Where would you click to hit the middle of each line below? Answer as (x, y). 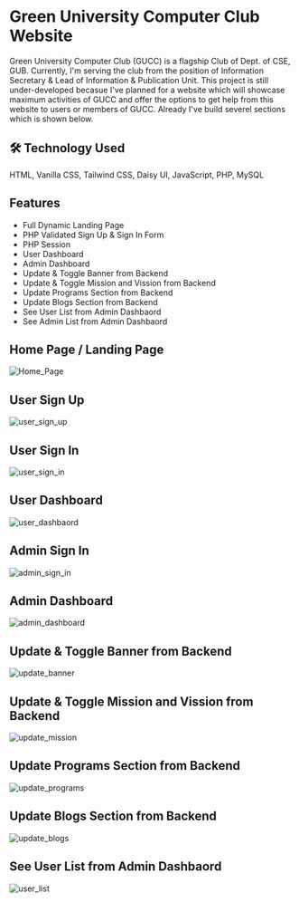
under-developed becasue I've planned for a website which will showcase (147, 90)
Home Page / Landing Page (87, 349)
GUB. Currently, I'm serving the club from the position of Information (137, 71)
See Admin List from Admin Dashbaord (95, 321)
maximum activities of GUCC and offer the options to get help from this (141, 99)
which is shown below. (51, 119)
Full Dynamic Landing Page (73, 225)
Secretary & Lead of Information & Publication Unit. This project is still (139, 80)
